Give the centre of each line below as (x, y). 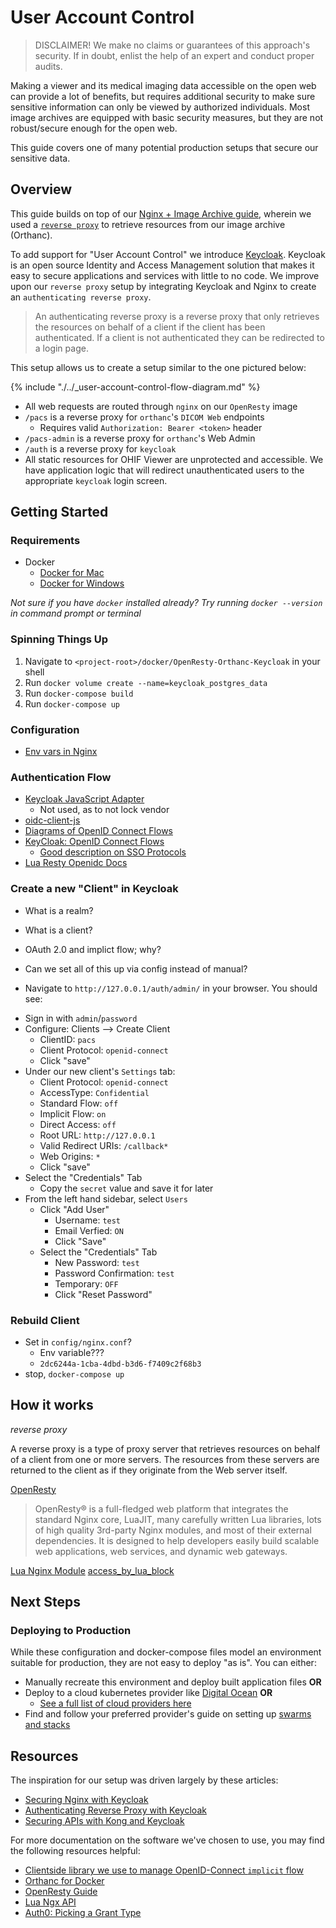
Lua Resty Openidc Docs (76, 863)
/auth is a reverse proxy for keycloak (100, 448)
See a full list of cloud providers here (115, 1703)
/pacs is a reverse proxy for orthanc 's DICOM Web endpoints (144, 417)
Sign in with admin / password (81, 1018)
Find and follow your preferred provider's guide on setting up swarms (168, 1714)
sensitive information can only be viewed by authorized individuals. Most (160, 107)
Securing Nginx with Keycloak (86, 1800)
